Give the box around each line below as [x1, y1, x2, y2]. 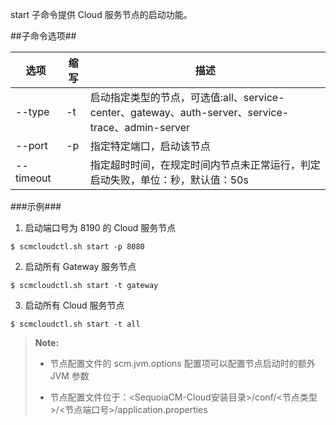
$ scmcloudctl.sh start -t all [10, 319, 141, 329]
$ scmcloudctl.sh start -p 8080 [10, 242, 145, 252]
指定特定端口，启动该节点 [89, 139, 211, 153]
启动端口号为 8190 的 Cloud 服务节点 [24, 222, 177, 233]
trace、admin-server [89, 121, 191, 134]
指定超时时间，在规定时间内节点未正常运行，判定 [89, 158, 321, 172]
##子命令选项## [10, 30, 77, 42]
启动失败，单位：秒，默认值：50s [89, 173, 249, 187]
